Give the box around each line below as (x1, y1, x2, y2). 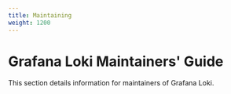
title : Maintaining (8, 11, 72, 20)
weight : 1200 (8, 19, 51, 27)
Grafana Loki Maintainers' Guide (8, 52, 224, 70)
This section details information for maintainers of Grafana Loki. (8, 78, 214, 88)
